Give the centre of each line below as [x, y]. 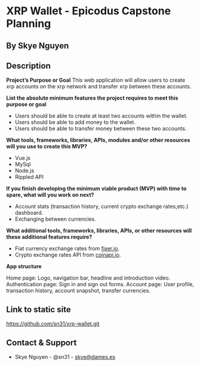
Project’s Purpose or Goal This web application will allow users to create [96, 80]
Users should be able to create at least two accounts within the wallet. [101, 116]
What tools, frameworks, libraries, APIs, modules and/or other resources [98, 140]
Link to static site [39, 309]
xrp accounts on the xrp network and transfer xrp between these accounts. [99, 86]
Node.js [24, 170]
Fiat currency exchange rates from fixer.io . [67, 249]
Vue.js [23, 158]
